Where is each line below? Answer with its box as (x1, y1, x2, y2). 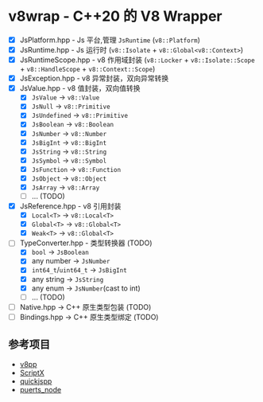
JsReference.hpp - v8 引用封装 (19, 201, 122, 211)
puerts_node (19, 384, 62, 394)
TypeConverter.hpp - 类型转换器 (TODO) (19, 238, 153, 248)
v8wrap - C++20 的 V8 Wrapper (8, 7, 222, 25)
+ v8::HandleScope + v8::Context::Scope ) (19, 64, 156, 74)
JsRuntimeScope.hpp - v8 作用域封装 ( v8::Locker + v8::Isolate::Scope (19, 55, 256, 64)
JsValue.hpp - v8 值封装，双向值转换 (19, 84, 141, 93)
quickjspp (19, 376, 52, 386)
